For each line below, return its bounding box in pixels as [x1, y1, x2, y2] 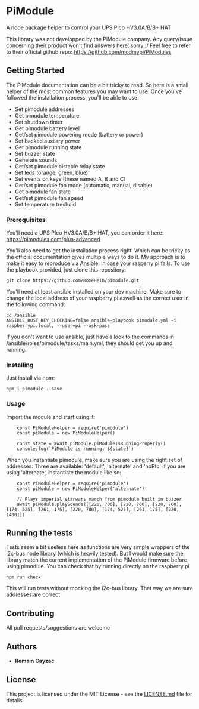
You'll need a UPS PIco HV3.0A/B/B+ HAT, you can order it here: [6, 229, 164, 236]
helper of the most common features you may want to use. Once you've [6, 88, 182, 95]
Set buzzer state [14, 150, 55, 157]
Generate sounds [14, 156, 58, 164]
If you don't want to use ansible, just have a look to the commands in [6, 333, 174, 341]
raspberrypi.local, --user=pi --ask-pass [6, 323, 110, 329]
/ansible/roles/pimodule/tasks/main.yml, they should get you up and [6, 340, 173, 347]
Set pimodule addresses [14, 106, 74, 113]
